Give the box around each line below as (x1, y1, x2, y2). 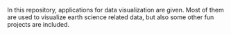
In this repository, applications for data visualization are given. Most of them (7, 6, 224, 14)
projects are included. (7, 21, 69, 28)
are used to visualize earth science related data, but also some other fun (7, 13, 214, 21)
